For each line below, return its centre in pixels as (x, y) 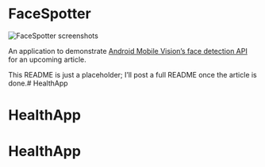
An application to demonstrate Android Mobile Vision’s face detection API (128, 51)
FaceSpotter (50, 14)
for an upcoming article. (48, 59)
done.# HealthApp (38, 83)
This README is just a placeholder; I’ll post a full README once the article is (133, 74)
